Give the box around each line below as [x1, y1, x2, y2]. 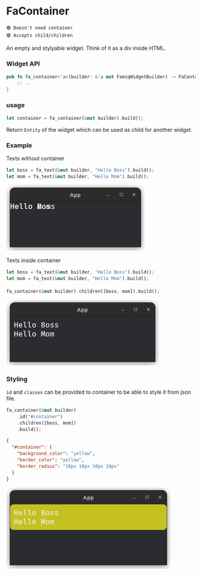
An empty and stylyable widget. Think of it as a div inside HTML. [6, 44, 167, 52]
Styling [6, 375, 28, 383]
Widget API [6, 59, 40, 67]
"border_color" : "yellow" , [17, 457, 85, 463]
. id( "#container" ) [17, 414, 63, 420]
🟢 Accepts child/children [6, 32, 73, 39]
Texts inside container [6, 257, 61, 264]
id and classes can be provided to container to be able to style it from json [6, 388, 191, 396]
